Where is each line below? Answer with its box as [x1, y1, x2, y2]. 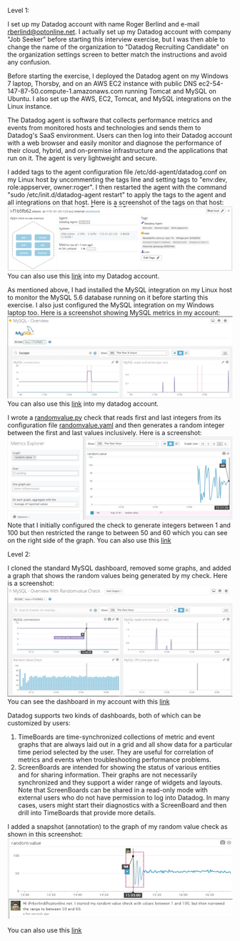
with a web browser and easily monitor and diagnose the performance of [7, 139, 222, 147]
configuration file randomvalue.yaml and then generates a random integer [7, 421, 225, 429]
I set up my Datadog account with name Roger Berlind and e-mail [7, 20, 200, 28]
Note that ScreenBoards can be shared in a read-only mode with [17, 785, 209, 794]
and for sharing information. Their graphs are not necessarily [17, 770, 198, 779]
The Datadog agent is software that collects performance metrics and [7, 116, 213, 124]
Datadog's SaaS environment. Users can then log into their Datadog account [7, 131, 233, 139]
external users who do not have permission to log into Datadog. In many [17, 793, 230, 802]
